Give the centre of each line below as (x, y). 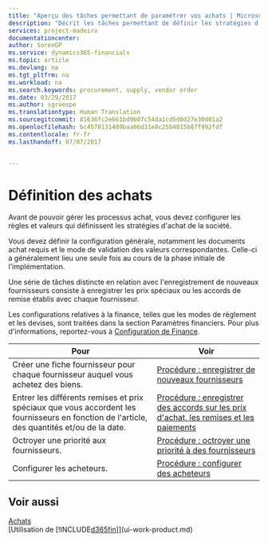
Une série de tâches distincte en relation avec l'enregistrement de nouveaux (134, 282)
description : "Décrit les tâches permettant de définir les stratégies (130, 23)
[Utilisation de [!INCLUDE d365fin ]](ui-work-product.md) (100, 530)
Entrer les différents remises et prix (78, 398)
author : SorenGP (35, 45)
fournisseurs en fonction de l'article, (80, 417)
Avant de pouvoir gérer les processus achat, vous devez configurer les (124, 217)
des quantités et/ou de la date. (69, 428)
